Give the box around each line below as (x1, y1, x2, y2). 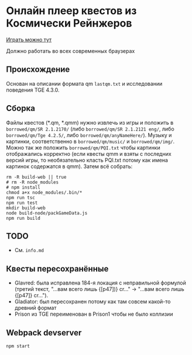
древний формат (14, 304, 57, 312)
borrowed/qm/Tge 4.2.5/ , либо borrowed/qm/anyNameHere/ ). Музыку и (6, 131, 172, 139)
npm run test (6, 200, 38, 206)
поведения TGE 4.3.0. (6, 86, 60, 93)
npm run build (6, 215, 41, 221)
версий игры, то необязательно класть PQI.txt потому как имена (6, 156, 169, 163)
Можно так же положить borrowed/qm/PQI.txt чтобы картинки (6, 144, 160, 151)
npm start (6, 343, 30, 349)
